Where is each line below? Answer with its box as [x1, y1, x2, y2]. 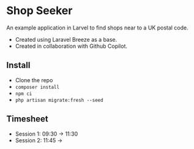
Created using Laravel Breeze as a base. [15, 36, 118, 43]
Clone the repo [15, 76, 53, 83]
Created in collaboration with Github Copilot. [15, 42, 127, 50]
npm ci [15, 90, 32, 97]
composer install [15, 84, 60, 90]
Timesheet [6, 114, 48, 124]
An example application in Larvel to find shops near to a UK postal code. [6, 24, 188, 31]
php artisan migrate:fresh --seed [15, 97, 103, 103]
